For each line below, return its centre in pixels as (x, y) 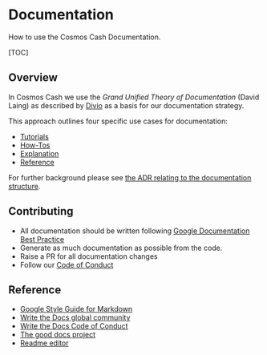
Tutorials (34, 136)
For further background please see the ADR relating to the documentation (130, 177)
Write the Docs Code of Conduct (74, 326)
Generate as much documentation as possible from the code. (121, 248)
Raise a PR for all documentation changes (89, 256)
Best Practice (42, 239)
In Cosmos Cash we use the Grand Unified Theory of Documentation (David (134, 97)
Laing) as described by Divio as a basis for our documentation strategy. (126, 105)
